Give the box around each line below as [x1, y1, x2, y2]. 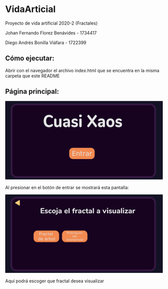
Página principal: [5, 87, 59, 96]
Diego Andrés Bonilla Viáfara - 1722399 [5, 39, 86, 46]
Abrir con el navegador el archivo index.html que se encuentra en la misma [5, 67, 159, 73]
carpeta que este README [5, 73, 60, 79]
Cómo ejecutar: [5, 54, 55, 63]
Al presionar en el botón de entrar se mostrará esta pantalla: [5, 184, 129, 190]
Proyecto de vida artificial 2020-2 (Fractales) [5, 20, 98, 26]
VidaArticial [5, 4, 56, 15]
